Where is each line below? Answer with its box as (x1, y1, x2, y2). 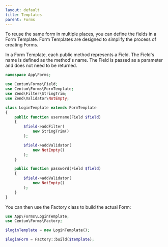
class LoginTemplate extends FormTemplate (5, 105, 97, 110)
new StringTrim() (32, 129, 70, 134)
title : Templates (5, 12, 42, 17)
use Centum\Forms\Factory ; (5, 218, 63, 224)
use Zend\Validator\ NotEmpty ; (5, 95, 70, 101)
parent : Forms (5, 17, 36, 22)
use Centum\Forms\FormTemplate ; (5, 86, 74, 92)
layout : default (5, 7, 40, 13)
